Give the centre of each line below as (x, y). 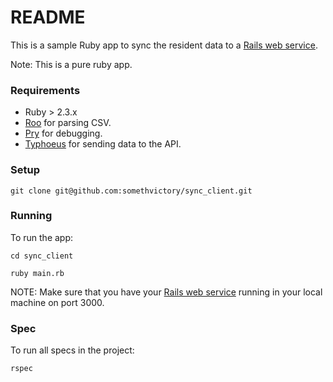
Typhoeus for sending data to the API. (103, 144)
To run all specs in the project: (72, 350)
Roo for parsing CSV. (68, 123)
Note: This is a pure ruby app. (71, 64)
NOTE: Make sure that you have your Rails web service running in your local (166, 292)
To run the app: (42, 237)
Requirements (45, 90)
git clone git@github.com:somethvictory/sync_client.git (131, 191)
